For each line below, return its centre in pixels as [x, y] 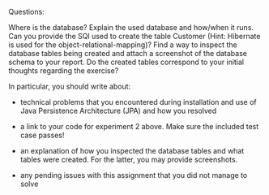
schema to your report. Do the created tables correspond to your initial [126, 62]
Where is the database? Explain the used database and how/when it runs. [131, 27]
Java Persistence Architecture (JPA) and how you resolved [118, 110]
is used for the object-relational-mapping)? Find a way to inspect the [123, 45]
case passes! [42, 135]
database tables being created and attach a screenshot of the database [128, 53]
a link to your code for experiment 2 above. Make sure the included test [139, 126]
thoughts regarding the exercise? [64, 71]
